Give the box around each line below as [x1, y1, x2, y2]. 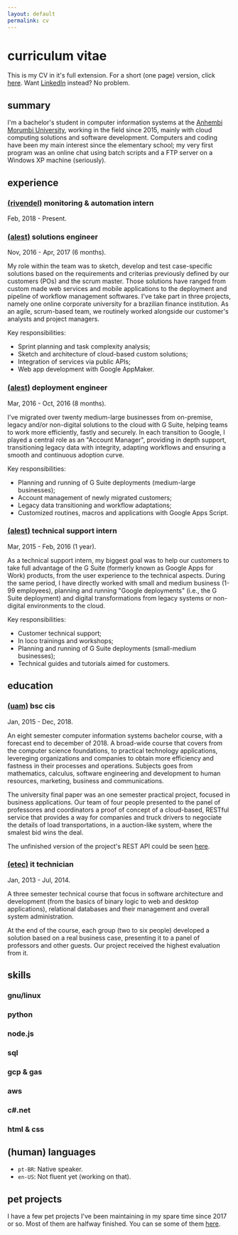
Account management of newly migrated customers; [17, 493, 172, 502]
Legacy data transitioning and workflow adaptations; [17, 501, 172, 509]
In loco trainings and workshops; [17, 636, 114, 645]
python [7, 1009, 33, 1019]
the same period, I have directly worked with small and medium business [7, 578, 220, 587]
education [7, 680, 53, 692]
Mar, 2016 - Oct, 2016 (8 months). [7, 399, 107, 408]
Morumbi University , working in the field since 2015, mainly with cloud [7, 126, 212, 134]
